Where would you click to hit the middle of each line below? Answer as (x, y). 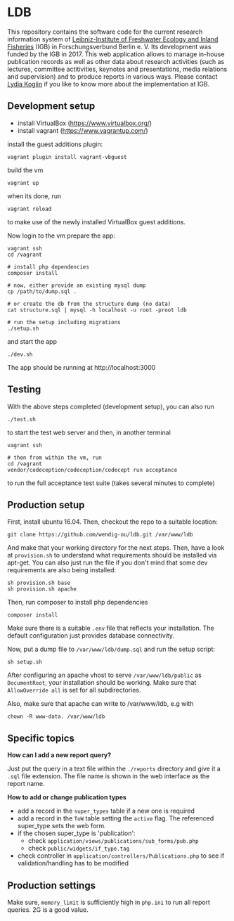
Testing (24, 390)
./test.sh (22, 419)
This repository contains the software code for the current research (105, 32)
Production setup (46, 504)
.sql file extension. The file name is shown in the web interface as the (109, 776)
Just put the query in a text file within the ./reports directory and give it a (114, 769)
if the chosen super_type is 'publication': (76, 833)
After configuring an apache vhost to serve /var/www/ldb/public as (105, 675)
